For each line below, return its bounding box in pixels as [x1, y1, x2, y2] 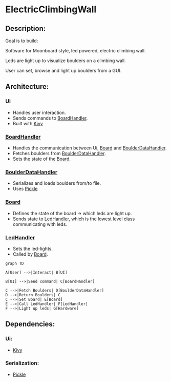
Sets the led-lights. [12, 245, 53, 252]
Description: [5, 24, 46, 33]
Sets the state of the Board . [12, 156, 71, 162]
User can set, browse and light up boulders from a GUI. [5, 68, 122, 73]
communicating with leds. [12, 221, 68, 227]
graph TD [5, 261, 24, 266]
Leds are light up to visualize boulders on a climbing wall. [5, 58, 126, 64]
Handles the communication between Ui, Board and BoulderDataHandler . [12, 145, 167, 151]
